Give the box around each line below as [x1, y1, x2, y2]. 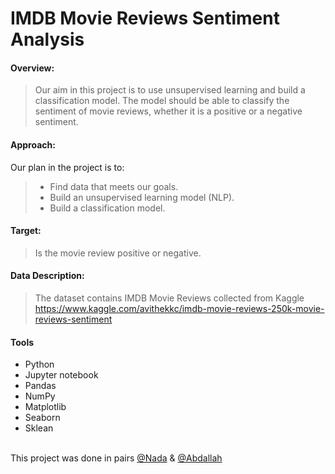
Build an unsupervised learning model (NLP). [49, 191, 235, 203]
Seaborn [24, 412, 61, 424]
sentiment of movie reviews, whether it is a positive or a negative [34, 105, 303, 117]
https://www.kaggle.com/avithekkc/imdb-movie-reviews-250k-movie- [34, 303, 325, 314]
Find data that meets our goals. [49, 180, 179, 192]
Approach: [10, 138, 56, 151]
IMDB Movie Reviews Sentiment [10, 7, 280, 30]
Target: [10, 225, 42, 237]
